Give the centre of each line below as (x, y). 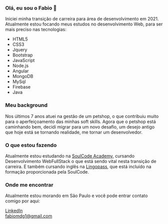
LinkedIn (14, 211)
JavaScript (23, 60)
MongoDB (23, 76)
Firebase (21, 87)
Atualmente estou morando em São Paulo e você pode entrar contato (76, 196)
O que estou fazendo (31, 145)
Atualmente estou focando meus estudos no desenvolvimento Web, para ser (84, 24)
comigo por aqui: (23, 201)
